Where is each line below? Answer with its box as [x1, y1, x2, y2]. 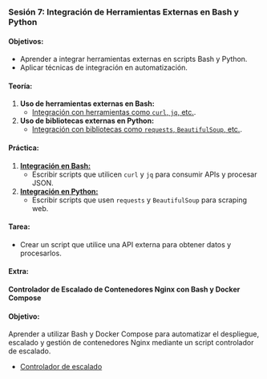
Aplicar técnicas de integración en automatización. [19, 63, 188, 72]
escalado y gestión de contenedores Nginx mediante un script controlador [8, 338, 254, 348]
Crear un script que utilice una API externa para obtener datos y [19, 239, 232, 249]
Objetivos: [8, 36, 44, 46]
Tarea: [8, 222, 30, 231]
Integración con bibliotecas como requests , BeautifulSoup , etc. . [31, 124, 243, 134]
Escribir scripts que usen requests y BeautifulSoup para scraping [31, 195, 247, 205]
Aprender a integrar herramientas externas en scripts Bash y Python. [19, 55, 248, 64]
